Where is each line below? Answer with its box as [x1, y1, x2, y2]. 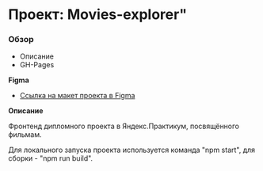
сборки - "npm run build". [8, 154, 93, 163]
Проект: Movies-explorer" [8, 6, 188, 24]
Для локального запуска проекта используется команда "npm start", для [8, 145, 256, 155]
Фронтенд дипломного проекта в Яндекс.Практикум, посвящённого [8, 121, 240, 131]
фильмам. [8, 130, 42, 139]
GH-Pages [19, 60, 55, 70]
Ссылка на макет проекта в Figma [19, 91, 135, 101]
